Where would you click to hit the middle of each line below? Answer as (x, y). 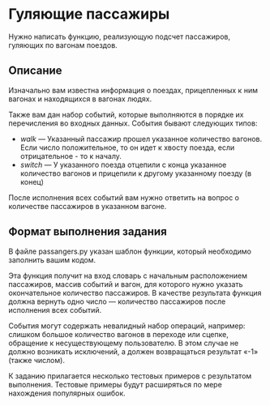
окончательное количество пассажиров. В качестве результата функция (135, 293)
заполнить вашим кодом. (52, 259)
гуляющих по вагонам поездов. (63, 45)
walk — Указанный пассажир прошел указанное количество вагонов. (141, 139)
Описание (35, 71)
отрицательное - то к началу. (71, 156)
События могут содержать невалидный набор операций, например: (127, 326)
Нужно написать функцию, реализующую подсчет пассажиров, (120, 36)
